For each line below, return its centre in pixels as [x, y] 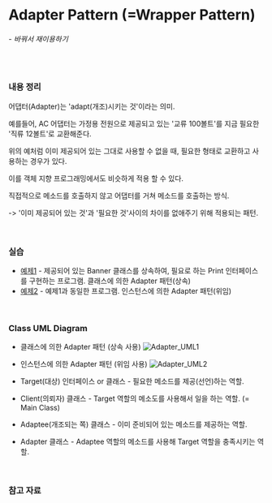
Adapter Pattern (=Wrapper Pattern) [132, 15]
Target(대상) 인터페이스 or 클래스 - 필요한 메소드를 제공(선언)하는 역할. [132, 381]
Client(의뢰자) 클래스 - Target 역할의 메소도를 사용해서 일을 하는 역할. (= [135, 398]
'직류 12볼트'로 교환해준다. [50, 133]
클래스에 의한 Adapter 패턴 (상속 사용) [80, 347]
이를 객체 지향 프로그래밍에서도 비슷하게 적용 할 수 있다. [96, 178]
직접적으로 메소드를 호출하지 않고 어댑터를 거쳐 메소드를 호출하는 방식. [119, 196]
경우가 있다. [48, 161]
